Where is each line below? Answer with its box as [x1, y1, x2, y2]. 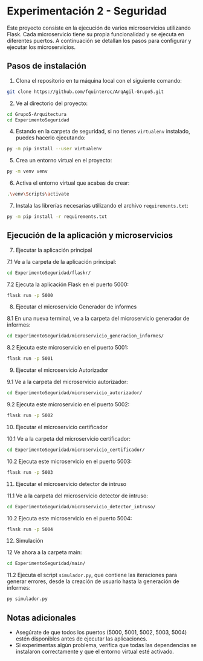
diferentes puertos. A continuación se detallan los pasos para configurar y [7, 37, 192, 44]
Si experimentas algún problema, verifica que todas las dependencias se [15, 642, 197, 648]
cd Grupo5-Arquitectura [7, 111, 67, 117]
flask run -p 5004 [7, 526, 53, 532]
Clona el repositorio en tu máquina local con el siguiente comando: [15, 77, 182, 84]
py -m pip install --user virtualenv [7, 146, 102, 152]
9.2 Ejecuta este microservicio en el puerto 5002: [7, 401, 130, 408]
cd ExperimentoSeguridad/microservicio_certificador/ [7, 447, 146, 453]
